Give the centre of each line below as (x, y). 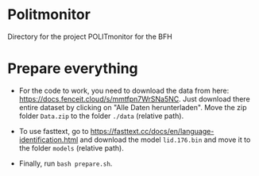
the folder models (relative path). (71, 147)
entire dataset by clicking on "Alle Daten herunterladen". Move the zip (133, 107)
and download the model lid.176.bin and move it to (165, 140)
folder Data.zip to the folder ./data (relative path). (101, 116)
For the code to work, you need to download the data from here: (124, 90)
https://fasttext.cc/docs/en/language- (152, 131)
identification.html (48, 140)
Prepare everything (73, 69)
